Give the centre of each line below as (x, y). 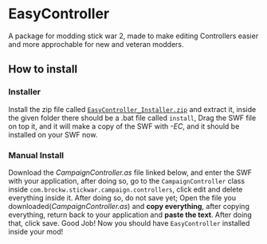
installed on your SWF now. (53, 134)
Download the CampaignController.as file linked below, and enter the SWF (130, 172)
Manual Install (36, 155)
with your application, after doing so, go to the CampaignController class (127, 180)
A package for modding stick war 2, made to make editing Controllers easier (133, 36)
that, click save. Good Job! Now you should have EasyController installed (129, 223)
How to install (43, 70)
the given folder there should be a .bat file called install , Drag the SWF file (132, 118)
